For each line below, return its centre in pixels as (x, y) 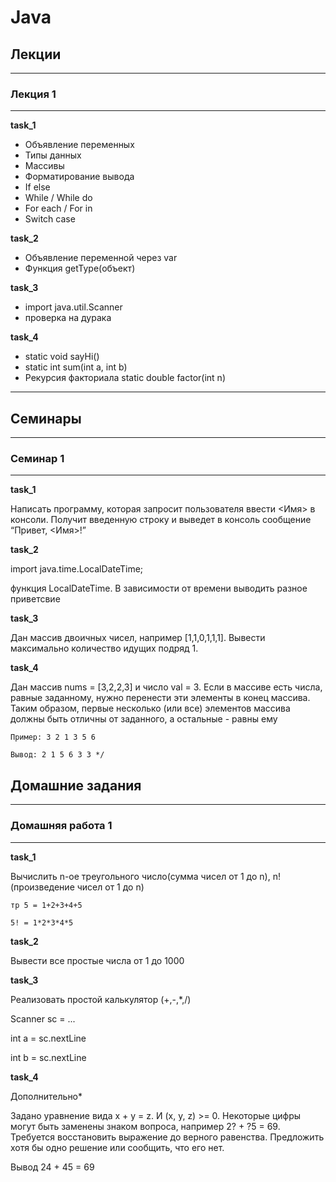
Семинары (46, 418)
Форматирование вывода (79, 177)
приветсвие (35, 599)
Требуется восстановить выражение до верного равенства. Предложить (167, 1137)
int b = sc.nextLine (48, 1057)
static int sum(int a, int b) (76, 367)
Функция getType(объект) (80, 268)
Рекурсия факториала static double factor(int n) (125, 378)
